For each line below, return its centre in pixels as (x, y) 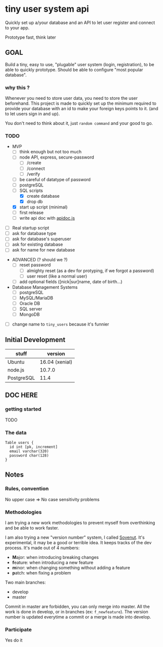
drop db (35, 201)
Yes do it (14, 640)
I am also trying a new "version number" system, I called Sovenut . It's (75, 537)
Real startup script (31, 228)
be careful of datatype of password (55, 179)
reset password (35, 265)
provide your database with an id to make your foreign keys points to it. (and (82, 109)
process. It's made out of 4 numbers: (42, 548)
